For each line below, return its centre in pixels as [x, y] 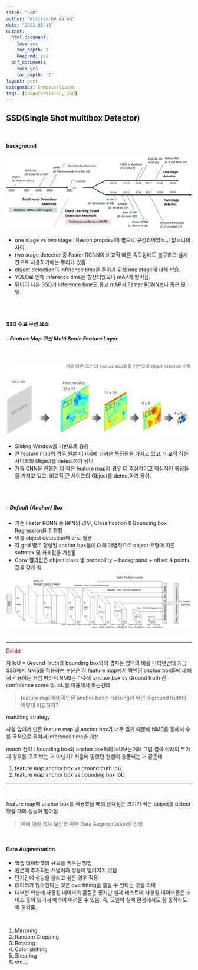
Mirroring [26, 930]
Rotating [25, 943]
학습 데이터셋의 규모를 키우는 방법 [53, 863]
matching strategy [28, 717]
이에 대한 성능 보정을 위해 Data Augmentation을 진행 [82, 823]
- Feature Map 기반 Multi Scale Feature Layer [62, 339]
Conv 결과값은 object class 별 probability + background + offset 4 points [102, 560]
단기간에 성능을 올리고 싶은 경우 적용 [56, 878]
